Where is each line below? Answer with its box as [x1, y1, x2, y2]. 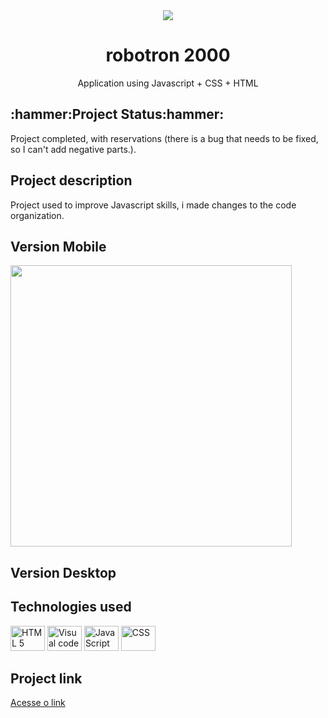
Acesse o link [10, 697, 66, 709]
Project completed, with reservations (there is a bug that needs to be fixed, [10, 132, 319, 144]
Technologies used [10, 599, 132, 616]
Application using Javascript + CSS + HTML [77, 77, 259, 89]
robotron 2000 [105, 44, 231, 67]
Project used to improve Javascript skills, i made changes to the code [10, 199, 297, 211]
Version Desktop [10, 564, 117, 581]
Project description [10, 172, 133, 189]
